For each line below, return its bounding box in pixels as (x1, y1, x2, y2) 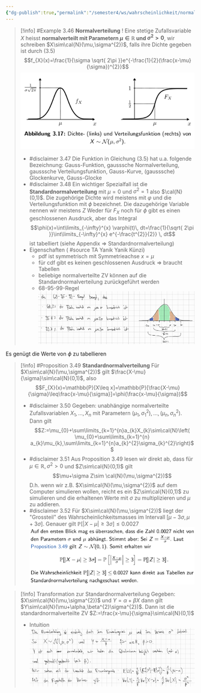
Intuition (29, 622, 50, 629)
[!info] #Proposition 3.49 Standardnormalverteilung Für (20, 362, 160, 369)
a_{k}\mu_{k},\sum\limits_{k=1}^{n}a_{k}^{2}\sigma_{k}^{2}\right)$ (30, 439, 194, 447)
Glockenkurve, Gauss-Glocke (29, 174, 103, 181)
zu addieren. (29, 501, 61, 508)
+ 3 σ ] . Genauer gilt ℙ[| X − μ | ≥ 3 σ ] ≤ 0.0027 (29, 520, 139, 528)
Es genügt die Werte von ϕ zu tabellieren (5, 350, 107, 357)
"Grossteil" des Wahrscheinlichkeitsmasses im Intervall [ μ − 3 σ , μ (29, 513, 190, 521)
